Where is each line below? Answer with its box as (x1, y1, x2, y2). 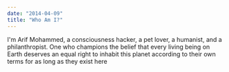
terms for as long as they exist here (7, 57, 108, 65)
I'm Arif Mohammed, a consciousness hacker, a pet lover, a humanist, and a (7, 35, 222, 43)
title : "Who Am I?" (7, 16, 63, 23)
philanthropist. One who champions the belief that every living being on (7, 43, 210, 51)
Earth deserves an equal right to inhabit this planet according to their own (7, 49, 216, 58)
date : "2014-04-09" (7, 10, 63, 17)
